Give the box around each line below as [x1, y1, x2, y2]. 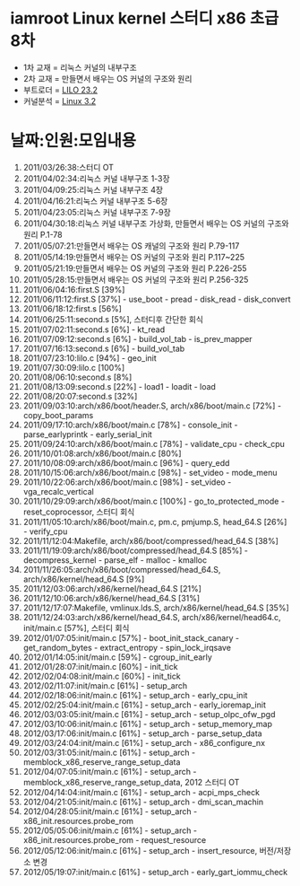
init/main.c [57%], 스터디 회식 [22, 622, 130, 633]
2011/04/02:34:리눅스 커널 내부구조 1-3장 [22, 172, 170, 184]
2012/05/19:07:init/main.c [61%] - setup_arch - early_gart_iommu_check [22, 866, 288, 877]
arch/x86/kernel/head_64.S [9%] [22, 574, 145, 584]
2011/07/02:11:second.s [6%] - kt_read [22, 324, 165, 335]
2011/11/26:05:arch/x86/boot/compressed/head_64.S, [22, 564, 221, 575]
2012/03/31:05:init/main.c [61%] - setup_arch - [22, 747, 196, 758]
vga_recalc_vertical [22, 486, 95, 496]
